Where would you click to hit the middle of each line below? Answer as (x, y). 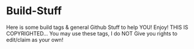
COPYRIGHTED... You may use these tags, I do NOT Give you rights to (92, 33)
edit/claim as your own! (35, 40)
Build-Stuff (34, 11)
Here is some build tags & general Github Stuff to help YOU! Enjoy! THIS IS (97, 27)
